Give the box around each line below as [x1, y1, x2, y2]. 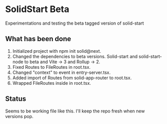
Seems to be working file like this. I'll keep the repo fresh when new [5, 108, 145, 114]
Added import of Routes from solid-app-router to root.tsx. [12, 74, 132, 81]
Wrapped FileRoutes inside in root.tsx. [12, 80, 91, 86]
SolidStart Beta [5, 4, 69, 15]
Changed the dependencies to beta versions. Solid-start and [12, 53, 138, 59]
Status [5, 94, 27, 103]
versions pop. [5, 113, 34, 119]
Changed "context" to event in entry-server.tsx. [12, 69, 111, 75]
